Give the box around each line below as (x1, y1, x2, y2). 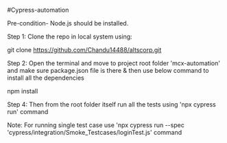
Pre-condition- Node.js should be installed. (7, 19, 129, 27)
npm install (7, 87, 38, 95)
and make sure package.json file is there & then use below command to (7, 67, 209, 74)
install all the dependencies (7, 74, 84, 82)
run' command (7, 108, 49, 115)
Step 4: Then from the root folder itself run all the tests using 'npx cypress (7, 100, 216, 109)
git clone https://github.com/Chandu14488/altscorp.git (7, 46, 162, 54)
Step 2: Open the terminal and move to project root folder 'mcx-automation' (7, 59, 221, 67)
